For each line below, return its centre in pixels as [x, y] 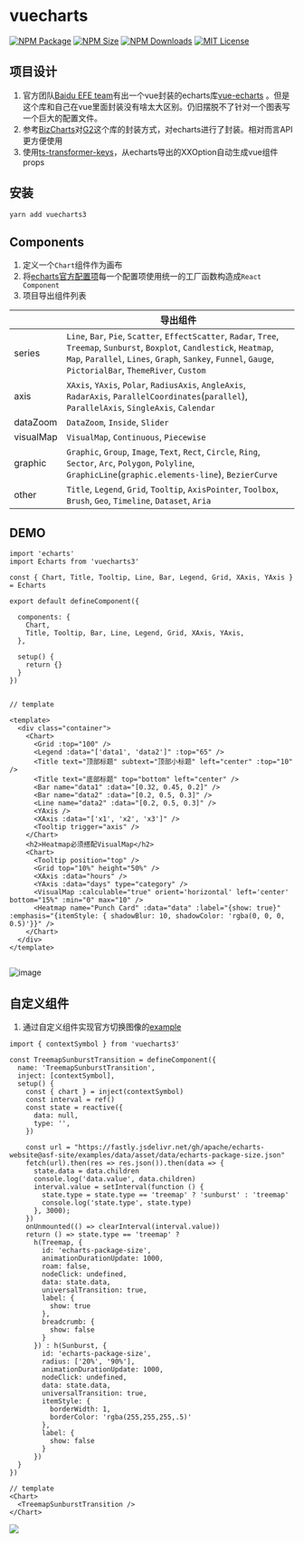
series [27, 353]
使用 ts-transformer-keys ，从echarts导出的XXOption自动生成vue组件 [150, 151]
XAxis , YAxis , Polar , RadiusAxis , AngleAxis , [156, 385]
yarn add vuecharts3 [48, 214]
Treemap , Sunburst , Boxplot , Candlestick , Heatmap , [170, 347]
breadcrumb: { [68, 1322]
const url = [48, 1147]
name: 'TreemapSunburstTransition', [86, 1068]
